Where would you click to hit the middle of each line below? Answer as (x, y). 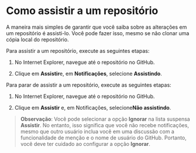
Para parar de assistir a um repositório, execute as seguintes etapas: (89, 85)
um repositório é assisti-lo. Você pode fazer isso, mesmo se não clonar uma (98, 33)
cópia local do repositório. (37, 39)
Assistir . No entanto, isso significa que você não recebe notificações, (104, 125)
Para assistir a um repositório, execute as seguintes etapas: (78, 50)
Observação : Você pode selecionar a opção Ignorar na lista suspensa (105, 119)
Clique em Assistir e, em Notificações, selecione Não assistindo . (93, 107)
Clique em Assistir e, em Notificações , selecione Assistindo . (88, 73)
